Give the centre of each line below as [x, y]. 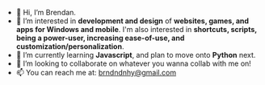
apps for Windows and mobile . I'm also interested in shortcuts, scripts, [136, 29]
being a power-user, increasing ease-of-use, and [100, 38]
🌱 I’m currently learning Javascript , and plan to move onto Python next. [136, 55]
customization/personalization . [70, 47]
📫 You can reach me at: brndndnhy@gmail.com [96, 73]
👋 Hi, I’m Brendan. [46, 12]
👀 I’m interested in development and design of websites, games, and [132, 21]
